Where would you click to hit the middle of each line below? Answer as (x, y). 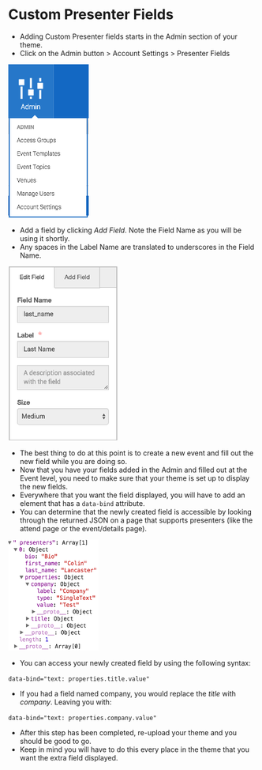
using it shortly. (45, 238)
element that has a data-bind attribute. (82, 503)
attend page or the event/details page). (83, 528)
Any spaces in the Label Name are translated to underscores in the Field (137, 247)
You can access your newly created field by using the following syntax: (135, 662)
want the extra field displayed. (69, 757)
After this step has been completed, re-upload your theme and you (128, 732)
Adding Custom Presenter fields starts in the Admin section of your (129, 36)
